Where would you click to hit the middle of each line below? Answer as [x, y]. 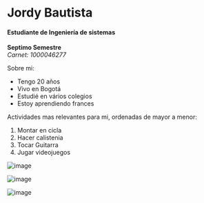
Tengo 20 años [39, 81]
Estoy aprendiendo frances [55, 104]
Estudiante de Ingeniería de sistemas [61, 32]
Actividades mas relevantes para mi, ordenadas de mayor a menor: [102, 117]
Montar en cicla [39, 130]
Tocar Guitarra [38, 145]
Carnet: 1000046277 [37, 55]
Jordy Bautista [50, 13]
